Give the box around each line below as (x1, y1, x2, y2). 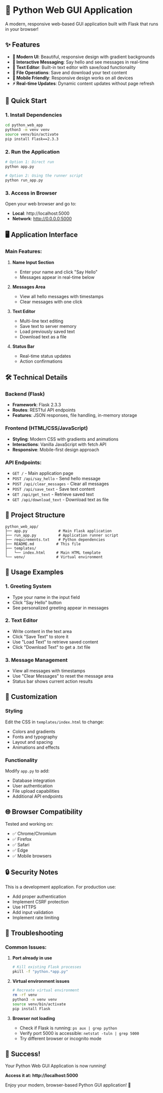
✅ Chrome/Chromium (12, 831, 57, 836)
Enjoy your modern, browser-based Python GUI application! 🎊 (5, 1082, 131, 1088)
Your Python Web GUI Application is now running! (5, 1063, 107, 1069)
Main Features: (5, 248, 42, 255)
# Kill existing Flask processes (12, 964, 82, 969)
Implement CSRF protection (12, 899, 69, 904)
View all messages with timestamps (12, 668, 86, 674)
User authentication (12, 783, 53, 789)
